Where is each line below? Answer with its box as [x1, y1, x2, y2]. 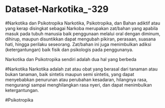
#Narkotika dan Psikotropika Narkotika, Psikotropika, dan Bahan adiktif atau [5, 20, 161, 26]
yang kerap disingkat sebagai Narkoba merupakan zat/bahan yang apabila [5, 25, 158, 31]
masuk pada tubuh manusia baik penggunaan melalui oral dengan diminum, [5, 30, 161, 36]
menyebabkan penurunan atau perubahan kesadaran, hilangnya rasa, [5, 76, 148, 82]
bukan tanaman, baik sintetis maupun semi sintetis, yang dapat [5, 71, 135, 77]
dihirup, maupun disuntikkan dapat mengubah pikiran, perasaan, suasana [5, 36, 156, 42]
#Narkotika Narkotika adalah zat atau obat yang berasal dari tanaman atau [5, 66, 158, 72]
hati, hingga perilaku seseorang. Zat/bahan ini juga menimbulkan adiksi [5, 41, 152, 47]
